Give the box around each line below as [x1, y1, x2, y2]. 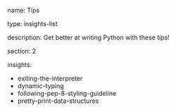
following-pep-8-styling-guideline [17, 89, 117, 97]
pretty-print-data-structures [17, 97, 99, 105]
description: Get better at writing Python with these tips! [7, 33, 170, 42]
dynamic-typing [17, 82, 65, 90]
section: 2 [7, 47, 37, 55]
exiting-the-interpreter [17, 74, 83, 82]
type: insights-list [7, 20, 58, 27]
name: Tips [7, 6, 40, 14]
